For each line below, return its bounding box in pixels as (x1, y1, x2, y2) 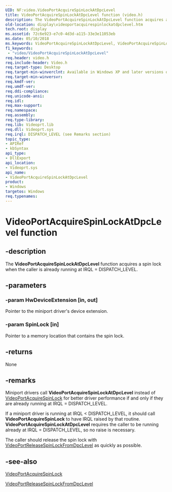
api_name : (5, 170, 27, 175)
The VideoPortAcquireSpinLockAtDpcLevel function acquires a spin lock (5, 260, 162, 267)
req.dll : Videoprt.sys (5, 127, 54, 132)
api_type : (5, 151, 27, 156)
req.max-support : (5, 103, 42, 108)
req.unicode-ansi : (5, 93, 45, 99)
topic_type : (5, 137, 31, 142)
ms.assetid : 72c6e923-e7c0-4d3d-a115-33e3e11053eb (5, 31, 116, 36)
